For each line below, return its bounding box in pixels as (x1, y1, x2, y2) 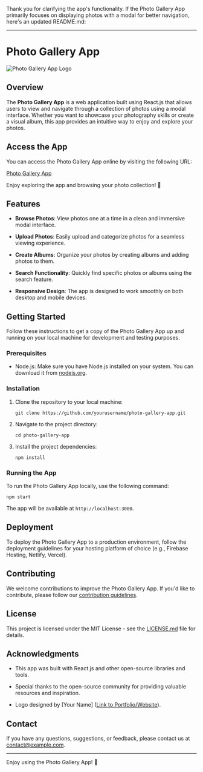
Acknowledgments (6, 648, 80, 659)
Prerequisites (6, 349, 47, 358)
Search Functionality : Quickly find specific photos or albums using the (14, 269, 192, 277)
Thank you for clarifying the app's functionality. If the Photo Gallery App (6, 5, 185, 12)
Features (6, 199, 40, 209)
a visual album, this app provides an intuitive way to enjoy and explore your (6, 117, 193, 125)
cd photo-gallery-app (14, 432, 69, 438)
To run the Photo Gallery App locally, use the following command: (6, 483, 169, 490)
